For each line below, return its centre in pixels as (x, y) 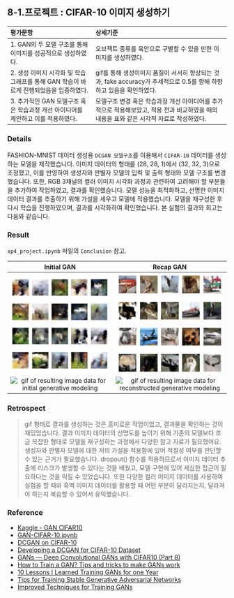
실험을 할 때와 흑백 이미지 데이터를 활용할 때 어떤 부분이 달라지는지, (115, 486)
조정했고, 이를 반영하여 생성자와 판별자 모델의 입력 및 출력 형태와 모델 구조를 (110, 173)
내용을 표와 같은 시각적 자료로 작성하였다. (151, 119)
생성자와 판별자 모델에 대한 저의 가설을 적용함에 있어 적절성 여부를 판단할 (123, 451)
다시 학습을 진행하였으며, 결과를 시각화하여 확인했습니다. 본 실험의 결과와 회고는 (115, 207)
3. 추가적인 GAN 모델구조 (45, 101)
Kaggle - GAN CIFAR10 (50, 528)
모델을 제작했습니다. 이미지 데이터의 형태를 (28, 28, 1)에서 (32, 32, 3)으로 (120, 163)
